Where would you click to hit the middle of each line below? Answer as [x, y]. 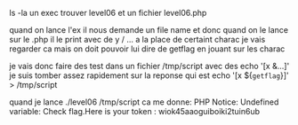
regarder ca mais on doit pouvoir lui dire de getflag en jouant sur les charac [147, 49]
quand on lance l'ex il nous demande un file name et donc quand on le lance [149, 30]
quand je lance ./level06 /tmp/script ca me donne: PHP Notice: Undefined [144, 102]
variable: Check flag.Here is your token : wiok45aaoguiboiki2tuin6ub [135, 111]
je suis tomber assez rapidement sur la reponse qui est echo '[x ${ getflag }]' [149, 75]
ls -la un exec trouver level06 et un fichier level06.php [108, 13]
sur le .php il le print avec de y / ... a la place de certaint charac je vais [137, 39]
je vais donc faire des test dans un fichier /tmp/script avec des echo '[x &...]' [149, 66]
